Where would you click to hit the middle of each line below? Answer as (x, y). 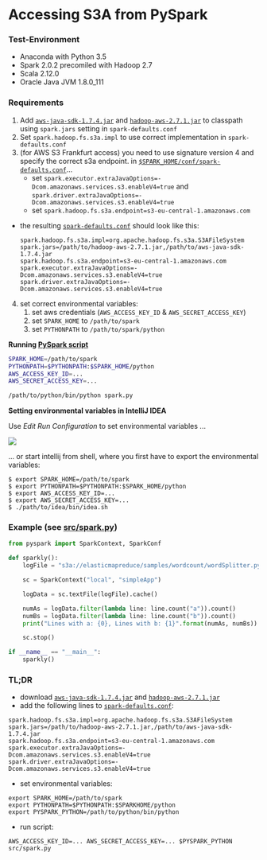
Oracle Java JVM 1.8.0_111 (62, 82)
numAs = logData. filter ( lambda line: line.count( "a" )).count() (130, 609)
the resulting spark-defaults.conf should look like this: (109, 225)
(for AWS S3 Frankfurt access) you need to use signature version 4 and (137, 152)
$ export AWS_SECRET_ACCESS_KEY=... (69, 500)
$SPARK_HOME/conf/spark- (180, 161)
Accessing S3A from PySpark (108, 15)
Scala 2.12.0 (39, 74)
